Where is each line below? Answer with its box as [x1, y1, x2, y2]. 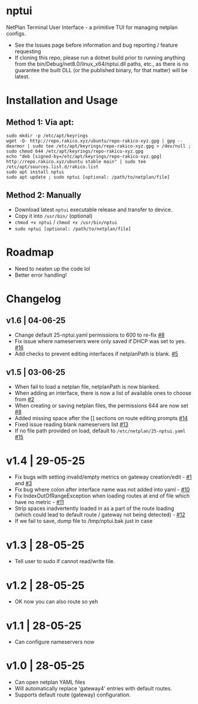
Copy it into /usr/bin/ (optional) [14, 212, 93, 219]
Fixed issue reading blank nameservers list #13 [14, 421, 128, 428]
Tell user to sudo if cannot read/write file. [14, 558, 115, 565]
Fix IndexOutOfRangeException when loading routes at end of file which [14, 492, 190, 499]
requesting [14, 47, 41, 54]
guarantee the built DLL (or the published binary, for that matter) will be [14, 66, 188, 73]
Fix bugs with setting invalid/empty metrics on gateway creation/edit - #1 [14, 473, 192, 480]
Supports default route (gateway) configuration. [14, 691, 131, 699]
